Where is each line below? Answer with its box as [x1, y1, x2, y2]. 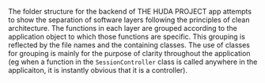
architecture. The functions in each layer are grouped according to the [8, 24, 237, 32]
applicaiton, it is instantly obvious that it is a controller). [8, 66, 188, 74]
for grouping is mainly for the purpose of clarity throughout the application [8, 49, 251, 58]
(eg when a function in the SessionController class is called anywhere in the [8, 57, 258, 66]
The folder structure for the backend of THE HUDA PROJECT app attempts [8, 7, 252, 16]
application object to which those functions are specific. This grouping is [8, 32, 245, 41]
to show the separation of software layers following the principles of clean [8, 15, 250, 25]
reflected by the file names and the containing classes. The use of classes [8, 40, 251, 50]
